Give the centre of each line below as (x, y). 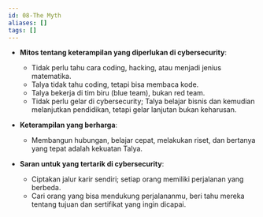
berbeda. (46, 188)
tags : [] (22, 30)
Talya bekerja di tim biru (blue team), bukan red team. (118, 93)
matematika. (51, 77)
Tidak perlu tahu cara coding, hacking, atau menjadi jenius (126, 68)
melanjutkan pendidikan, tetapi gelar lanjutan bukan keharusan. (134, 110)
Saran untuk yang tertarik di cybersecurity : (92, 164)
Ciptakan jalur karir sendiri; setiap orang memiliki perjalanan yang (137, 179)
